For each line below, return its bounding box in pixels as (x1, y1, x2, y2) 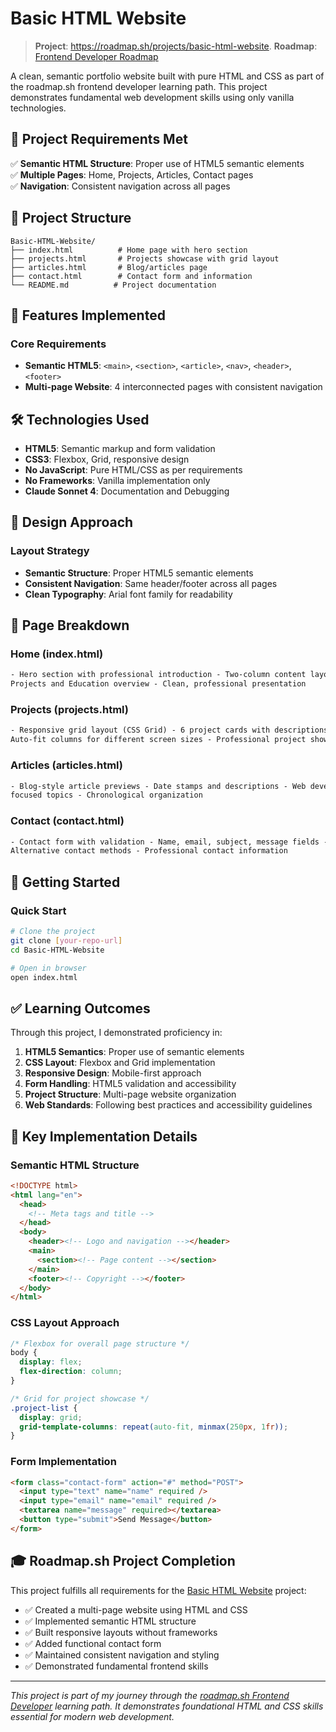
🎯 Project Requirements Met (10, 131, 188, 148)
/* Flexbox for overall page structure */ (10, 1338, 190, 1349)
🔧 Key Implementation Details (10, 1128, 198, 1145)
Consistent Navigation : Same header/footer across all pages (24, 577, 278, 589)
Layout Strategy (10, 544, 90, 558)
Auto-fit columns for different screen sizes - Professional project (10, 735, 307, 745)
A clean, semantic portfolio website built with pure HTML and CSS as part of (10, 70, 325, 82)
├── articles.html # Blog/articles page (10, 262, 208, 272)
